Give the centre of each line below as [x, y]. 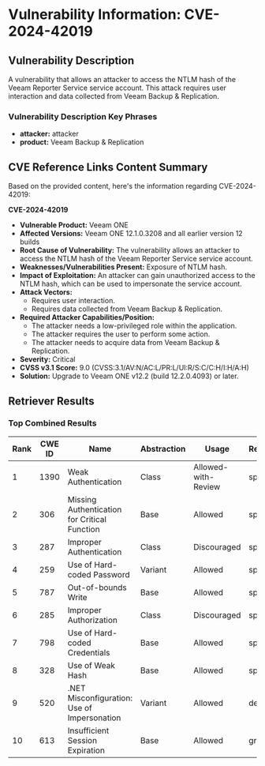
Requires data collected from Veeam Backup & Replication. [127, 309]
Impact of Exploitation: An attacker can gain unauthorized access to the [137, 276]
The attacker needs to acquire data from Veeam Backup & [125, 343]
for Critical [87, 519]
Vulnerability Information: [95, 15]
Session [82, 740]
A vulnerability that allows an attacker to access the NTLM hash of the [122, 79]
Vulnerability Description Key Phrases [83, 116]
